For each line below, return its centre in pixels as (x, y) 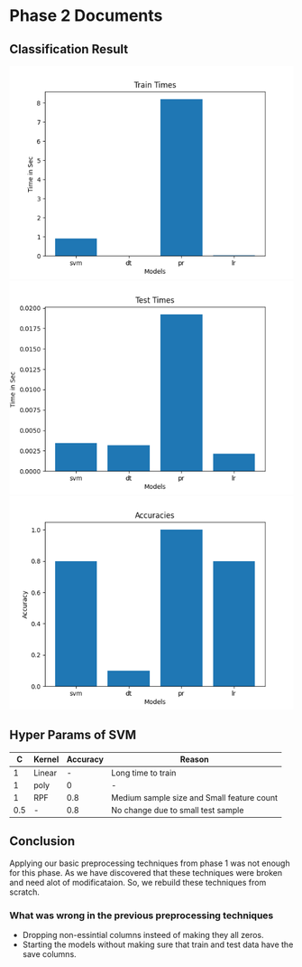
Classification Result (69, 49)
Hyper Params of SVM (73, 735)
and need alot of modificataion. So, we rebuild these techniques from (138, 882)
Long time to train (144, 773)
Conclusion (42, 841)
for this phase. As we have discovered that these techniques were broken (146, 872)
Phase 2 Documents (86, 16)
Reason (194, 759)
